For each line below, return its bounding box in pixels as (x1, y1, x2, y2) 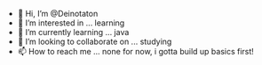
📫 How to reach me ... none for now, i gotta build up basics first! (17, 47, 255, 56)
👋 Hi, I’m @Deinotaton (17, 9, 99, 18)
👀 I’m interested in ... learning (17, 18, 125, 28)
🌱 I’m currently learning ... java (17, 27, 130, 37)
